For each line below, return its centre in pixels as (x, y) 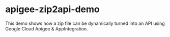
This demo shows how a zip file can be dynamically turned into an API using (85, 23)
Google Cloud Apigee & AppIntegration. (47, 28)
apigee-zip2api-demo (53, 9)
